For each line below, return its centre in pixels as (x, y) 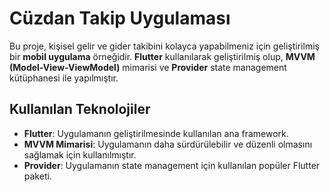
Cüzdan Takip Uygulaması (120, 18)
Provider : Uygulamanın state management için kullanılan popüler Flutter (172, 165)
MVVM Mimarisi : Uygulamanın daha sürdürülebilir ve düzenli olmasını (168, 144)
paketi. (37, 176)
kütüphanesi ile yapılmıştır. (64, 78)
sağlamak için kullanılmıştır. (80, 154)
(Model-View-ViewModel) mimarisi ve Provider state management (148, 67)
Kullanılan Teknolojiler (80, 109)
